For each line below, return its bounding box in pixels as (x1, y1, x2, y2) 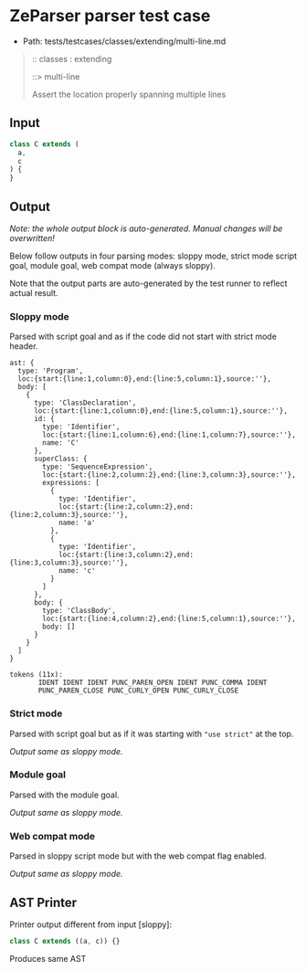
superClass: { (33, 454, 89, 464)
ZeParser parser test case (9, 5, 211, 26)
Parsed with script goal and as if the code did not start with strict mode (9, 331, 277, 343)
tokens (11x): (9, 670, 64, 680)
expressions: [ (42, 479, 100, 488)
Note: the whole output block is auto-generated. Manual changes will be (9, 223, 283, 234)
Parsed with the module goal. (9, 789, 121, 800)
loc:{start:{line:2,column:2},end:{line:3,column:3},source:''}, (42, 470, 297, 480)
